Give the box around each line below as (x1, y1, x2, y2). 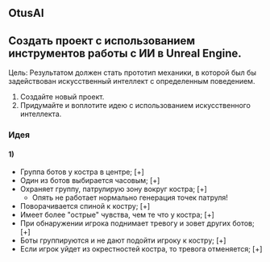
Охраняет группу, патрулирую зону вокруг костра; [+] (19, 185, 207, 194)
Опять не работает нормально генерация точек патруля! (31, 193, 228, 202)
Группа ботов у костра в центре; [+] (19, 167, 145, 177)
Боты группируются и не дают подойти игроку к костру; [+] (19, 235, 226, 245)
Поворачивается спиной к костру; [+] (19, 202, 151, 211)
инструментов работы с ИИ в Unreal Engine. (8, 46, 242, 60)
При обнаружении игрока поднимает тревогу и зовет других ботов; (19, 218, 255, 228)
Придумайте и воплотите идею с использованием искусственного (19, 101, 251, 110)
